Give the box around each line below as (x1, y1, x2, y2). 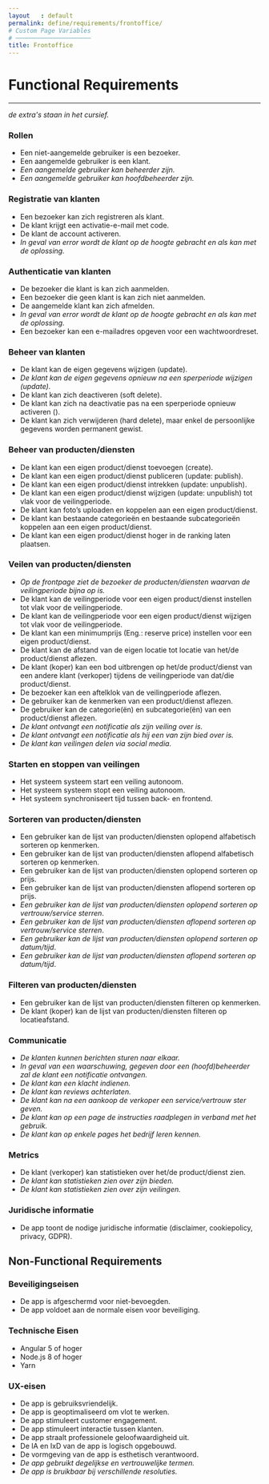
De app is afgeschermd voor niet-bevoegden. (19, 1297, 171, 1306)
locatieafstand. (19, 1014, 70, 1025)
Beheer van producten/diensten (8, 444, 135, 455)
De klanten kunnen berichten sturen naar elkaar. (19, 1053, 180, 1063)
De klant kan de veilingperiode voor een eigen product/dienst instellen (19, 594, 252, 604)
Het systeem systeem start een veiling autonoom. (19, 777, 184, 787)
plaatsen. (19, 539, 50, 548)
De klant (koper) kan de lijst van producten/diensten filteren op (19, 1006, 227, 1016)
